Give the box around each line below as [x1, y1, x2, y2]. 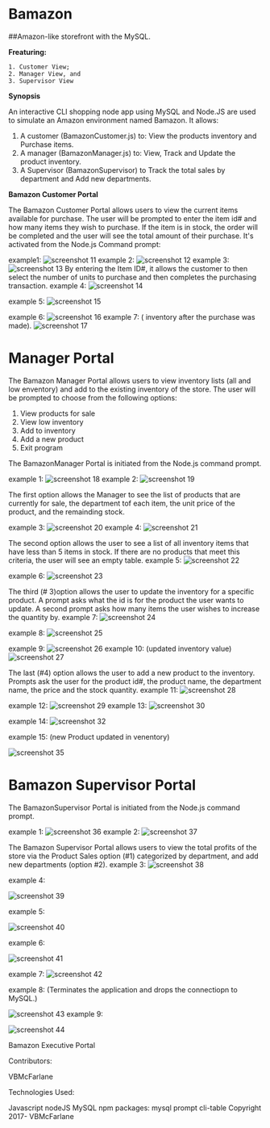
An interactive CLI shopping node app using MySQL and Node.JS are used [8, 107, 256, 116]
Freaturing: [8, 47, 47, 57]
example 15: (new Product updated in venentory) [8, 732, 170, 741]
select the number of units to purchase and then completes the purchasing [8, 272, 257, 282]
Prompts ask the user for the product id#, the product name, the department [8, 676, 262, 686]
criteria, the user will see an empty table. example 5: [8, 555, 182, 565]
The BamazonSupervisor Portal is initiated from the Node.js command [8, 803, 240, 812]
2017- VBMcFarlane [8, 1111, 74, 1121]
